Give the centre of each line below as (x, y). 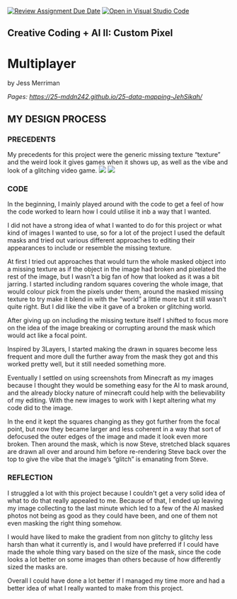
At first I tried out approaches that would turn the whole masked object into (117, 262)
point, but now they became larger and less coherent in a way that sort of (114, 429)
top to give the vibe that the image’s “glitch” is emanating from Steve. (108, 459)
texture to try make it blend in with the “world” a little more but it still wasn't (117, 299)
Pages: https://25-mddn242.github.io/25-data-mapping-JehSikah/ (105, 97)
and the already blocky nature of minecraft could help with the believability (116, 393)
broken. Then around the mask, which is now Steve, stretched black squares (119, 444)
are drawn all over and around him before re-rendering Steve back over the (117, 452)
